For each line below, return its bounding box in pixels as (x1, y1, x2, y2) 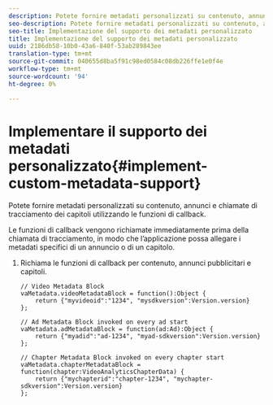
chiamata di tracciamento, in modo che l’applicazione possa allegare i (8, 233, 241, 244)
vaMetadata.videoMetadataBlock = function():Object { (19, 290, 206, 298)
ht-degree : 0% (8, 80, 57, 88)
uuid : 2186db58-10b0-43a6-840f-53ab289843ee (8, 42, 162, 50)
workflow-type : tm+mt (8, 65, 82, 73)
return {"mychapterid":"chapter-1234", (35, 375, 171, 383)
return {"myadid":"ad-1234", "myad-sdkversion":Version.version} (35, 333, 262, 341)
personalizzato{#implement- (8, 156, 208, 175)
